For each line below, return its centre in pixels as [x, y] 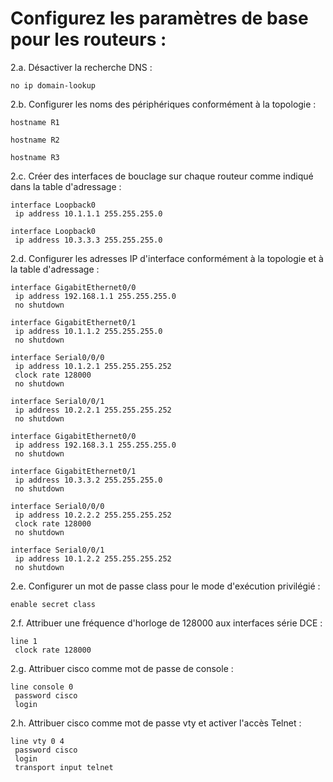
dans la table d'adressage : [66, 186]
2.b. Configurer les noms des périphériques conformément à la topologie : [163, 104]
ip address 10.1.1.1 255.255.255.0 [88, 213]
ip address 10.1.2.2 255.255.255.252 [93, 558]
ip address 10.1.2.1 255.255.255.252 [93, 366]
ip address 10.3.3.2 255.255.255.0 [88, 480]
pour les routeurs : [88, 39]
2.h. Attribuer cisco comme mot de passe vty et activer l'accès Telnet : [156, 723]
